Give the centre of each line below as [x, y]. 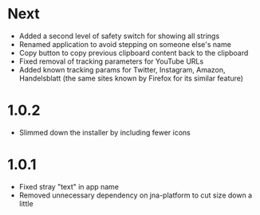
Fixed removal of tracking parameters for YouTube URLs [111, 61]
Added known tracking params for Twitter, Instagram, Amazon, [122, 69]
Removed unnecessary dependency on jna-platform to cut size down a [136, 195]
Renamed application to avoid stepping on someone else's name [125, 44]
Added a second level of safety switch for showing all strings [119, 36]
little [26, 203]
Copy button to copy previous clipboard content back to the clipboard [134, 53]
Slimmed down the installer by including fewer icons [104, 132]
